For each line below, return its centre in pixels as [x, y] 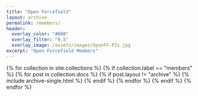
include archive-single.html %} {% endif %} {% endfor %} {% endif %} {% [99, 80]
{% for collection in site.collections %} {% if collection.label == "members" [99, 68]
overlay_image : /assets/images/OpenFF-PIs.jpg [71, 46]
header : [16, 28]
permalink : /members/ [34, 23]
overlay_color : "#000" [40, 34]
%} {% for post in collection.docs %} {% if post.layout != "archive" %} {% [98, 74]
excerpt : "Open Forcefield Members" [52, 51]
